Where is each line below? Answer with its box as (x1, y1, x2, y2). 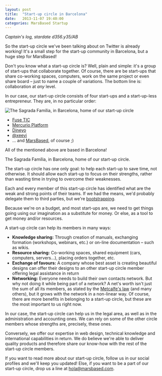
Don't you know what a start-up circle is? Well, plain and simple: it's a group (5, 63, 156, 69)
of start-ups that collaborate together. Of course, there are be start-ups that (5, 68, 156, 74)
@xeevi (12, 132, 27, 138)
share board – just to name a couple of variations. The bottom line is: (5, 79, 142, 84)
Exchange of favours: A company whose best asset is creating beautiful (12, 260, 157, 266)
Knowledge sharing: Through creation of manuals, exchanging (12, 234, 138, 240)
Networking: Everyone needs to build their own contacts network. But (12, 276, 152, 281)
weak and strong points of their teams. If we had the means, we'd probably (5, 191, 155, 196)
